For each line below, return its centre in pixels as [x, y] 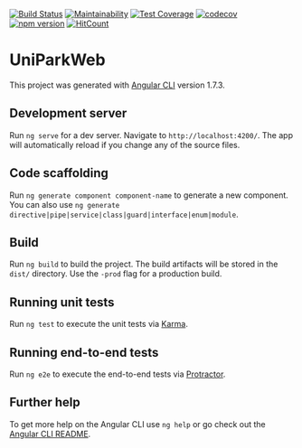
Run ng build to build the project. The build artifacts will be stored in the [144, 264]
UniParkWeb [57, 60]
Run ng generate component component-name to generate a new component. [149, 195]
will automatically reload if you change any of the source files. [125, 145]
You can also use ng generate [65, 204]
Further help [45, 402]
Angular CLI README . [50, 434]
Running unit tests [62, 302]
